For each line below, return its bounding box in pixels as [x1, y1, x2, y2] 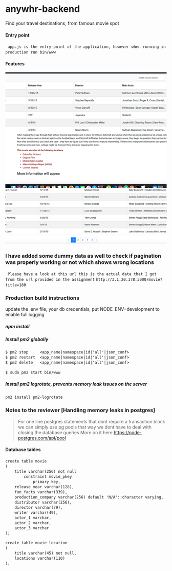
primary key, [32, 479, 60, 484]
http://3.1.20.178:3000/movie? [96, 277, 163, 282]
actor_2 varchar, [14, 520, 52, 525]
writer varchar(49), [14, 510, 58, 515]
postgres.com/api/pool [17, 435, 67, 441]
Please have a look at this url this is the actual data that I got [7, 271, 157, 277]
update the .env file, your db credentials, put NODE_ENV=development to [5, 306, 160, 312]
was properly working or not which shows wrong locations [5, 259, 155, 266]
